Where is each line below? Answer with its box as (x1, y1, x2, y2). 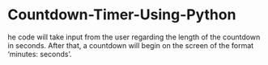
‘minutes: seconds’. (7, 49, 72, 59)
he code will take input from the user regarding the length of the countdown (7, 32, 261, 42)
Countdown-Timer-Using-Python (7, 6, 236, 24)
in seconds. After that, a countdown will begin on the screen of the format (7, 40, 254, 50)
